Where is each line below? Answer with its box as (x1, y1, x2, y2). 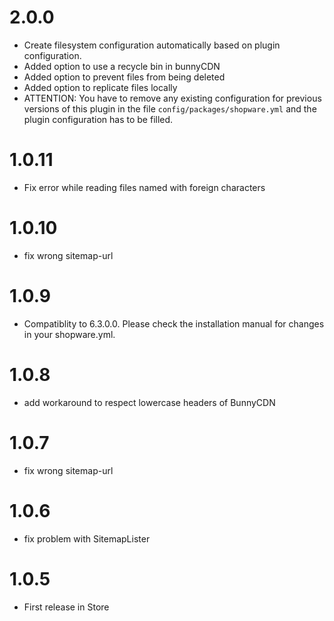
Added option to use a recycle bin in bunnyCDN (23, 60, 221, 72)
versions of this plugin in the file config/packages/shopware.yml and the (23, 102, 317, 115)
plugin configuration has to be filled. (23, 113, 174, 125)
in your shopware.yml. (23, 328, 116, 340)
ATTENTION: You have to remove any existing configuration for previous (23, 92, 322, 104)
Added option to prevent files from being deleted (23, 71, 226, 83)
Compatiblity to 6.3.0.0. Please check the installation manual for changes (23, 317, 325, 330)
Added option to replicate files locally (23, 81, 178, 93)
